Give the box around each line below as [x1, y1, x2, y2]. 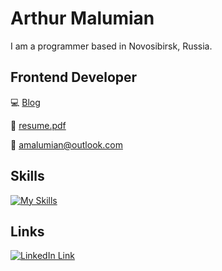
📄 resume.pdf [10, 119, 67, 131]
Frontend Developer [10, 69, 138, 86]
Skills [10, 168, 45, 185]
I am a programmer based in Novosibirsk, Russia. [10, 40, 213, 52]
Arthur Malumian [10, 7, 155, 30]
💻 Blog [10, 96, 41, 108]
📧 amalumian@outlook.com [10, 138, 123, 151]
